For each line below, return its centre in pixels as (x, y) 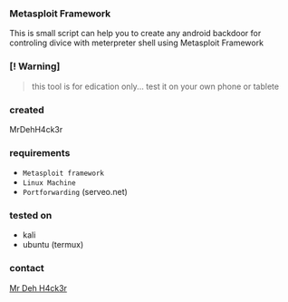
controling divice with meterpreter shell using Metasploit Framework (137, 43)
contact (27, 268)
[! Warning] (35, 66)
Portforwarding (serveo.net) (75, 192)
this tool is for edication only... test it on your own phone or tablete (155, 86)
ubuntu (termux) (53, 245)
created (27, 110)
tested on (31, 216)
